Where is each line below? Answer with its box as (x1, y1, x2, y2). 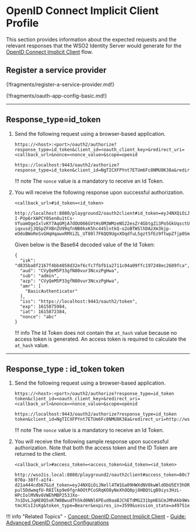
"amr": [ (20, 283, 41, 289)
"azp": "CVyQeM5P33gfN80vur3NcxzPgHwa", (20, 278, 120, 284)
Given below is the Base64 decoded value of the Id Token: (14, 241, 155, 248)
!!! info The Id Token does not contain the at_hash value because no (14, 329, 177, 336)
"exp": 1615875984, (20, 303, 67, 310)
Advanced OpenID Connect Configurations (6, 519, 109, 526)
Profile (6, 16, 39, 30)
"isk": (20, 258, 36, 263)
